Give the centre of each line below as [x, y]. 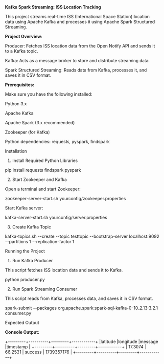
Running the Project [25, 251]
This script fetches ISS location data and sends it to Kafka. [64, 270]
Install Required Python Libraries [45, 160]
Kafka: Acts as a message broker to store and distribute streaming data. [78, 60]
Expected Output [22, 323]
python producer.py [25, 279]
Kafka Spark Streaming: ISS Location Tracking [53, 7]
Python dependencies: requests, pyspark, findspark [58, 142]
